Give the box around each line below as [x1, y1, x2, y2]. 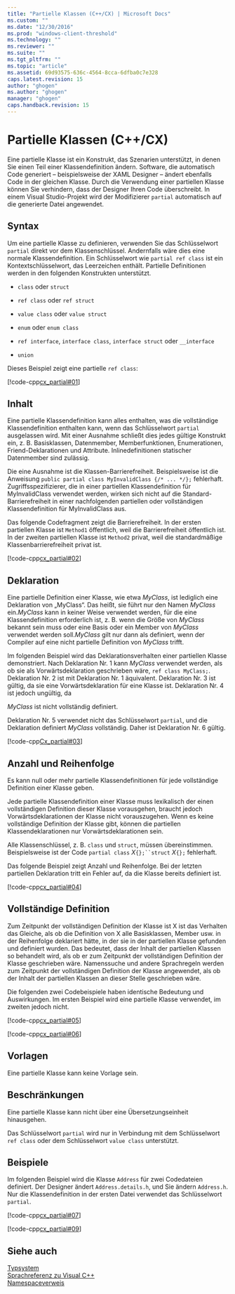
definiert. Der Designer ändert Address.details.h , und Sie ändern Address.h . [7, 1182, 229, 1191]
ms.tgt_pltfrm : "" [7, 56, 61, 63]
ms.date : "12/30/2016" [7, 23, 74, 30]
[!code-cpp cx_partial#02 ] [7, 554, 82, 562]
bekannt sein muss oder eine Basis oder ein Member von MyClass [7, 623, 199, 632]
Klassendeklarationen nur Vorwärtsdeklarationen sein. [7, 827, 163, 836]
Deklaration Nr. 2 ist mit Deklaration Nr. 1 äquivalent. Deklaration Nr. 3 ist [7, 674, 216, 682]
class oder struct [17, 282, 69, 291]
